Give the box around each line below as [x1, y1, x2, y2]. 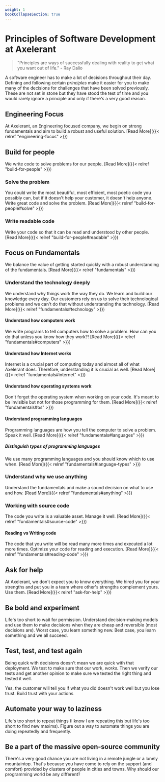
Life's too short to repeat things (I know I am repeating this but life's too [5, 718, 150, 724]
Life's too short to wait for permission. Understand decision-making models [5, 617, 158, 623]
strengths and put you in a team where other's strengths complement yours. [5, 584, 160, 590]
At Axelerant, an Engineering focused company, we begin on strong [5, 123, 142, 129]
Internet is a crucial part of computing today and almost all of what [5, 361, 140, 367]
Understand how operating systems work [5, 383, 92, 389]
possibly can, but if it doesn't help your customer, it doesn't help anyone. [5, 195, 153, 201]
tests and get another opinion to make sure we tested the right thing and [5, 670, 151, 676]
